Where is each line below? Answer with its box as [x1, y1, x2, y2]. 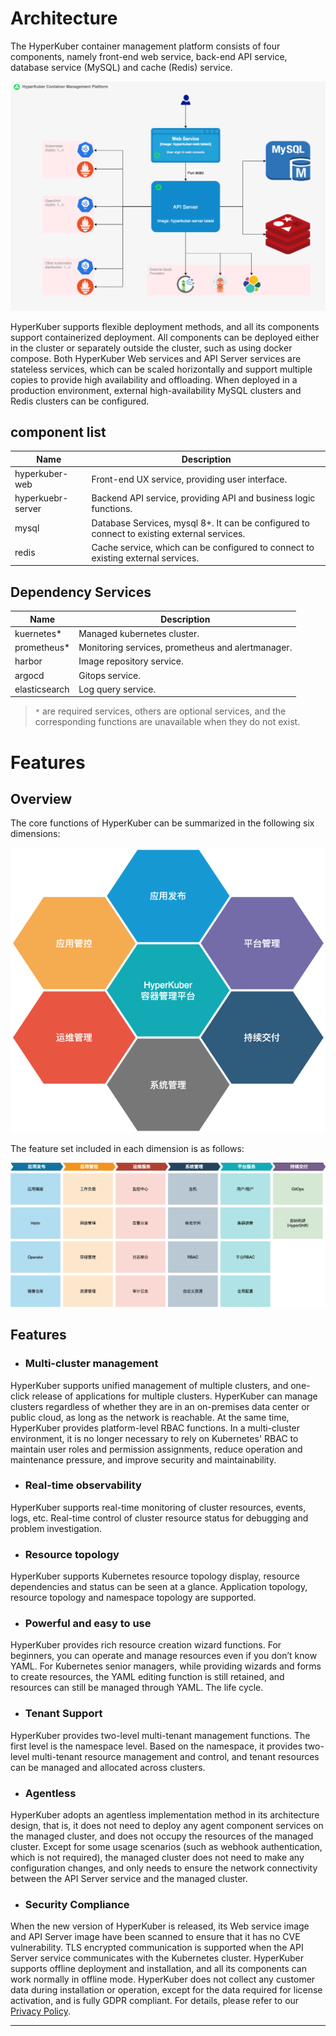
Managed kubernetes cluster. [78, 627, 200, 639]
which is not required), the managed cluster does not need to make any [10, 1852, 305, 1864]
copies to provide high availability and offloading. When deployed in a [10, 373, 298, 386]
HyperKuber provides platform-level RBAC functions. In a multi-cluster [10, 1422, 301, 1434]
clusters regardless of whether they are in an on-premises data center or [10, 1400, 310, 1412]
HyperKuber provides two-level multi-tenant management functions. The [10, 1729, 311, 1741]
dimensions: [10, 828, 61, 840]
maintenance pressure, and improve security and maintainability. [10, 1453, 277, 1466]
